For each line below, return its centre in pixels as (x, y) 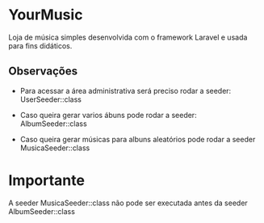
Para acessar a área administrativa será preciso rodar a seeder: (126, 90)
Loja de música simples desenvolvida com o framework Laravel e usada (128, 37)
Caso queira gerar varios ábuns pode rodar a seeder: (108, 115)
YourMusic (46, 15)
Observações (43, 72)
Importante (46, 180)
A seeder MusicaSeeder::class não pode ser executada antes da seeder (128, 203)
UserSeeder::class (51, 99)
